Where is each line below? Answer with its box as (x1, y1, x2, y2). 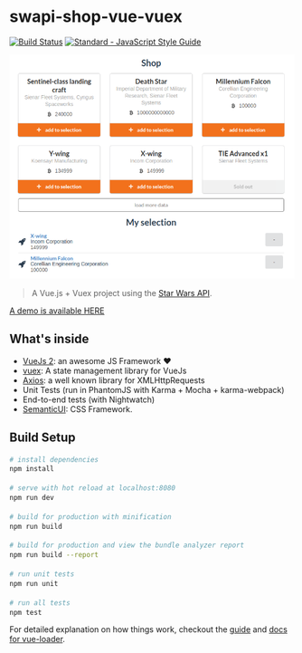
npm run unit (9, 579, 59, 588)
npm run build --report (9, 551, 99, 560)
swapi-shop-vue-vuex (9, 6, 183, 27)
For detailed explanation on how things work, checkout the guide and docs (9, 624, 288, 635)
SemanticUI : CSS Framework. (22, 403, 133, 414)
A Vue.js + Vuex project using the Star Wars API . (31, 287, 212, 298)
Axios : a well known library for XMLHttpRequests (22, 374, 205, 386)
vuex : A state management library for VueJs (22, 365, 187, 376)
